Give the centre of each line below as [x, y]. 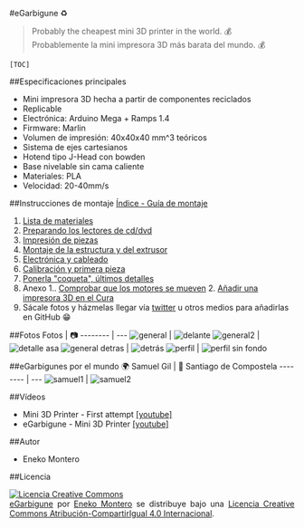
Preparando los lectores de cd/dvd [87, 230]
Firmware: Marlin [54, 128]
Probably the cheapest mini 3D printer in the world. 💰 [132, 31]
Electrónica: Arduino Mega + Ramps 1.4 [96, 118]
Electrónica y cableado [65, 259]
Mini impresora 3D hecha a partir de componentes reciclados [137, 99]
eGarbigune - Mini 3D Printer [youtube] [95, 424]
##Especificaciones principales [68, 82]
